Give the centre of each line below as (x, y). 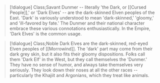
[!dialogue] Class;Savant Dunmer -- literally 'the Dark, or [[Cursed (78, 7)
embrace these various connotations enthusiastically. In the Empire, (80, 28)
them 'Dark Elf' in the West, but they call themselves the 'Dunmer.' (78, 59)
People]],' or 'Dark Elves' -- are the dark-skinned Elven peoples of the (82, 12)
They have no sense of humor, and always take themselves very (76, 65)
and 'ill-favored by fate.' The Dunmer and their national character (77, 23)
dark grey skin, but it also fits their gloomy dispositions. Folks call (77, 54)
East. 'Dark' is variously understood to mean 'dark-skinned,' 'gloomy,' (82, 18)
